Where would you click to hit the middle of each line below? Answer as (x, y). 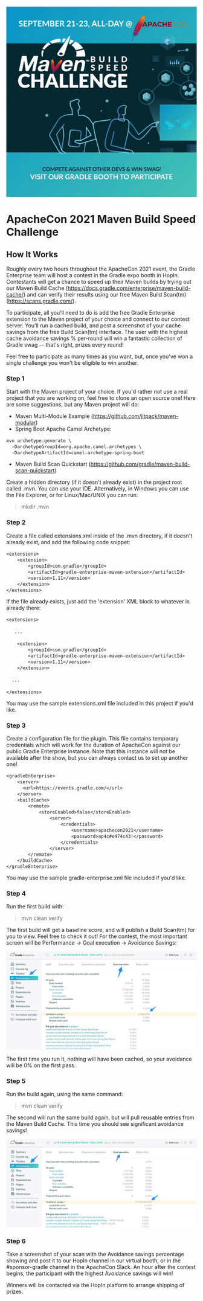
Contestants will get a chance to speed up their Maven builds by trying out (99, 282)
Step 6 (16, 1241)
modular (25, 423)
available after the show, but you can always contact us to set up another (97, 757)
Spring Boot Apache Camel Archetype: (63, 429)
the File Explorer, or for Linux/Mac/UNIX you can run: (72, 495)
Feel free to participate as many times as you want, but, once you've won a (100, 356)
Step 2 (16, 522)
